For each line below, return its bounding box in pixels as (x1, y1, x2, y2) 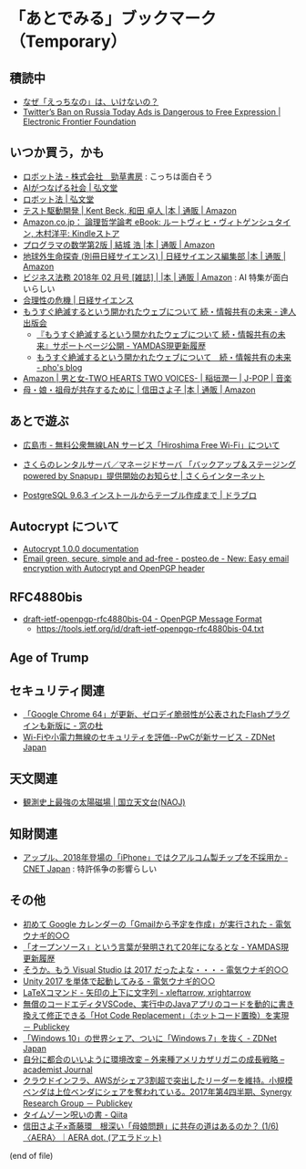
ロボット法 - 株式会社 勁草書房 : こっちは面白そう (22, 171, 214, 182)
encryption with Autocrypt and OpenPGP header (22, 563, 205, 574)
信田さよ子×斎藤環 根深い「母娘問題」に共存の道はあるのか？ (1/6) (22, 1120, 280, 1132)
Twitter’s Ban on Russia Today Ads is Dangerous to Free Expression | (22, 107, 281, 117)
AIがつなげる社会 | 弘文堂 (22, 182, 118, 193)
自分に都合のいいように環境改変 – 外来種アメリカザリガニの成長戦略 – (22, 1053, 285, 1064)
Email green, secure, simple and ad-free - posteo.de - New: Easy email (22, 553, 290, 564)
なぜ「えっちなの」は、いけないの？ (22, 97, 159, 107)
